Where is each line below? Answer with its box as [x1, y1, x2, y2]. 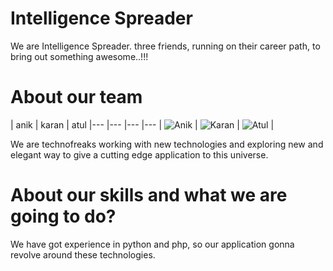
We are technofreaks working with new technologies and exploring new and [10, 138, 324, 150]
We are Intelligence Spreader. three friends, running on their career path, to [10, 40, 321, 52]
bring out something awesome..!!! [10, 50, 149, 62]
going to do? [10, 205, 117, 228]
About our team [10, 86, 143, 109]
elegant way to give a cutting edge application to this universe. [10, 148, 269, 161]
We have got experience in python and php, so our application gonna [10, 238, 295, 250]
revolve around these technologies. [10, 248, 156, 261]
